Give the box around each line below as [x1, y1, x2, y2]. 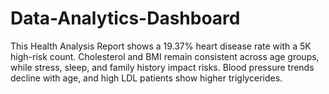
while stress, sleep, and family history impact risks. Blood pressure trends [10, 61, 315, 73]
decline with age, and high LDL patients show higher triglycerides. [10, 72, 283, 84]
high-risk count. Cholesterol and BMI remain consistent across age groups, [10, 50, 320, 62]
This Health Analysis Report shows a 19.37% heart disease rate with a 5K [10, 40, 312, 52]
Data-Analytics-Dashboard [10, 7, 241, 30]
